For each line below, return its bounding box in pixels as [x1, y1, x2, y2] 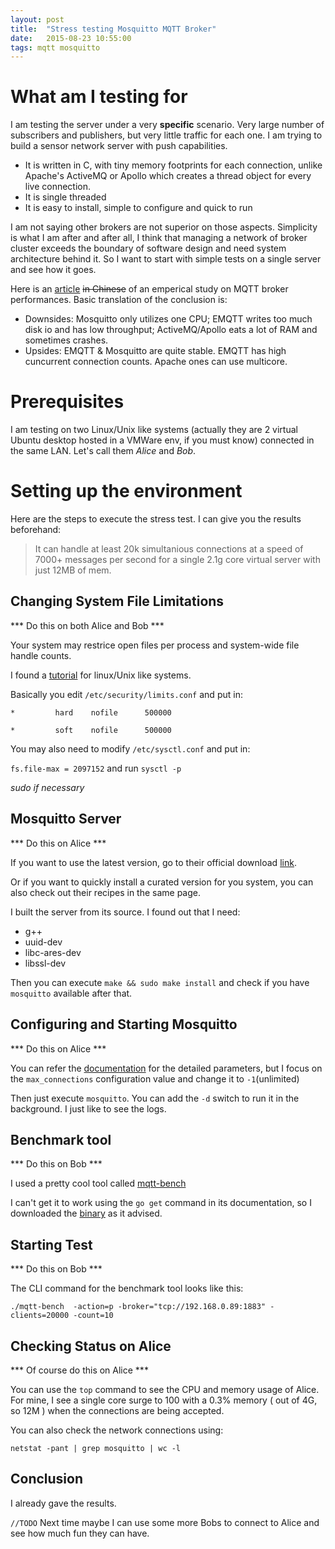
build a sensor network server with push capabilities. [10, 140, 228, 152]
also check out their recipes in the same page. [10, 886, 202, 898]
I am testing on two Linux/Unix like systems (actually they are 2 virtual [10, 424, 298, 436]
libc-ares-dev [24, 946, 82, 958]
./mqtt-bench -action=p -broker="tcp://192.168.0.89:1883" [10, 1302, 267, 1312]
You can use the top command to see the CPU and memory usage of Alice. [10, 1383, 320, 1395]
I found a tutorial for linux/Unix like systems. [10, 669, 192, 681]
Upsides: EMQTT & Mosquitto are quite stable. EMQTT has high [24, 345, 287, 357]
